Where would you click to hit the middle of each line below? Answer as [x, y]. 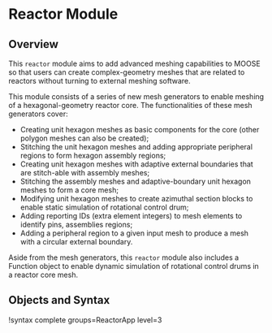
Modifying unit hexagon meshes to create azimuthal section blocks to [136, 199]
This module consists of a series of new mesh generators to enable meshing [136, 97]
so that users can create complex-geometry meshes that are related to [127, 72]
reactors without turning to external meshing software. [99, 81]
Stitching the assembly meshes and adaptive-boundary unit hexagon [136, 181]
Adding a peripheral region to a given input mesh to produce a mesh [134, 233]
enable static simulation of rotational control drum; [104, 207]
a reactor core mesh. [43, 275]
